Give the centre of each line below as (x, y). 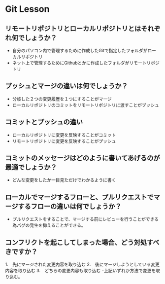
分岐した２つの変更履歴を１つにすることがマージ (62, 99)
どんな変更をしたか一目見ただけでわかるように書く (64, 180)
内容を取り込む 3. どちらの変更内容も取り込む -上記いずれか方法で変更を (81, 271)
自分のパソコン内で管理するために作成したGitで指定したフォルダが (80, 51)
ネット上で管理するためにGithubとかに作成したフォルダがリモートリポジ (86, 63)
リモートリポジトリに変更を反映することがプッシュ (64, 141)
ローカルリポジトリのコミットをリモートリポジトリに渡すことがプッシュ (85, 105)
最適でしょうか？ (31, 167)
